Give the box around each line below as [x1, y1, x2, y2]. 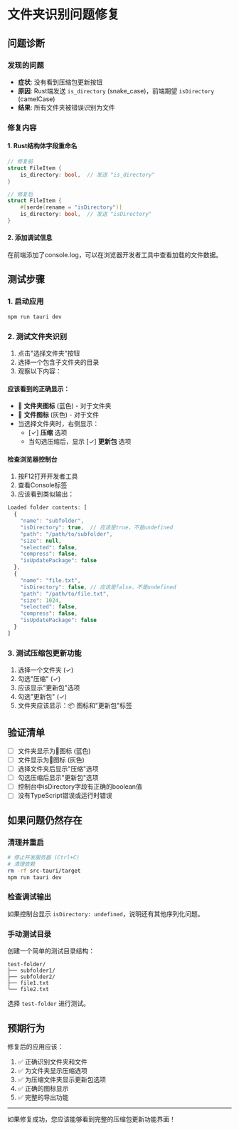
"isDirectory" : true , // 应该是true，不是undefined [20, 524, 174, 531]
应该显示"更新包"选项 [17, 683, 80, 692]
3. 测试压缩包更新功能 [7, 648, 82, 658]
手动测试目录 [7, 929, 52, 939]
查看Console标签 [17, 481, 68, 489]
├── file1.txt [7, 980, 50, 987]
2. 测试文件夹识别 [7, 331, 68, 341]
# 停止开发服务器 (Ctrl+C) [7, 854, 80, 861]
